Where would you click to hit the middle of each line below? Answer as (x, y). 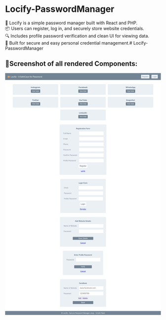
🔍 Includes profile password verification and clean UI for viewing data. (77, 36)
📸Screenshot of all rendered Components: (71, 64)
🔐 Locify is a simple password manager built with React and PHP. (71, 23)
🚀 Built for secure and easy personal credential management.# (69, 43)
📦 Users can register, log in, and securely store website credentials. (75, 28)
